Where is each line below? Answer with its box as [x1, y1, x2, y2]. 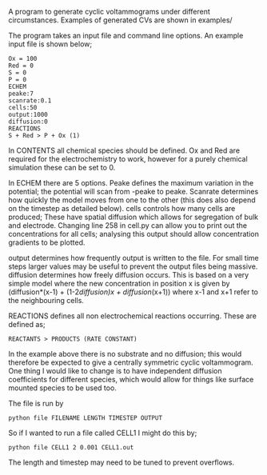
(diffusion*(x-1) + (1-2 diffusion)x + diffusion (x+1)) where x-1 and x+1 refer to [8, 287, 258, 297]
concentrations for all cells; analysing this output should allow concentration [8, 230, 260, 238]
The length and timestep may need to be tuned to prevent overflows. [8, 457, 235, 467]
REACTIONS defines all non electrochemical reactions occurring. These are [8, 311, 257, 321]
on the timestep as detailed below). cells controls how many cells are [8, 204, 236, 213]
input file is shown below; [8, 39, 93, 49]
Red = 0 [8, 62, 34, 70]
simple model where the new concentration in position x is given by [8, 279, 230, 288]
